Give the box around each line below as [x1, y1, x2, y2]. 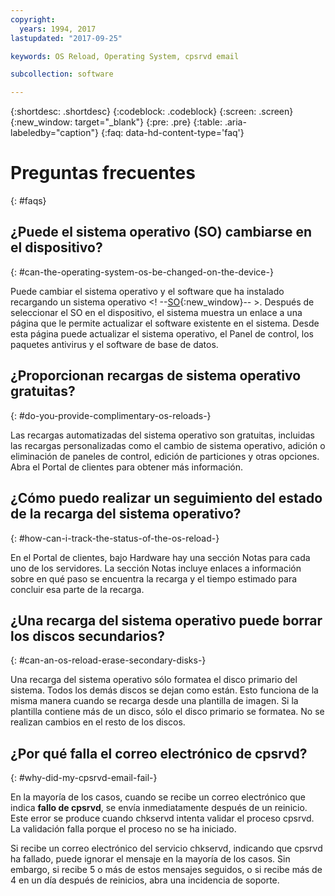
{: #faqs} [10, 195, 47, 207]
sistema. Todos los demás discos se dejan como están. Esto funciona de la [10, 684, 319, 696]
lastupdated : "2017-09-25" [10, 33, 123, 43]
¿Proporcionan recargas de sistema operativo [10, 367, 302, 385]
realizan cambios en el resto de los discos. [10, 716, 186, 728]
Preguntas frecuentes [10, 162, 196, 185]
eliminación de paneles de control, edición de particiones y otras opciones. [10, 450, 320, 462]
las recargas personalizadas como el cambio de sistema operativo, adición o [10, 439, 326, 451]
